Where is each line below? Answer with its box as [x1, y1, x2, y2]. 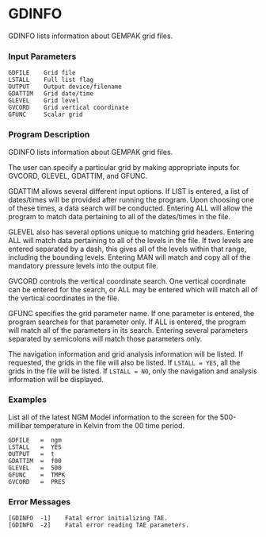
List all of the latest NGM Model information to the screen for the [8, 412, 218, 422]
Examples [8, 394, 47, 405]
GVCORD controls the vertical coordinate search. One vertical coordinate [8, 276, 246, 286]
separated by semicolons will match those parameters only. [8, 334, 203, 343]
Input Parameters [8, 51, 77, 62]
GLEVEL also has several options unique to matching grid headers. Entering [8, 227, 255, 237]
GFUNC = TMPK [8, 470, 66, 479]
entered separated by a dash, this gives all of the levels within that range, [8, 244, 247, 253]
